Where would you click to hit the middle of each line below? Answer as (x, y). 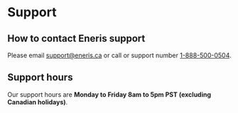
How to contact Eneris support (76, 38)
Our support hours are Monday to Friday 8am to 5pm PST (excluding (109, 94)
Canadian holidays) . (38, 102)
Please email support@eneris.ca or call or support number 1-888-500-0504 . (120, 55)
